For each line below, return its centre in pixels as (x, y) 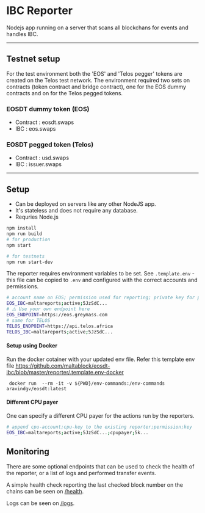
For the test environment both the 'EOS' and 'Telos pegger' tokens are (94, 73)
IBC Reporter (40, 11)
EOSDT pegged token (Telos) (50, 144)
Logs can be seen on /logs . (41, 503)
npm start (19, 245)
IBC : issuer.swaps (38, 164)
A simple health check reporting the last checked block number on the (95, 485)
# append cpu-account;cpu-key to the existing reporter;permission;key (99, 427)
